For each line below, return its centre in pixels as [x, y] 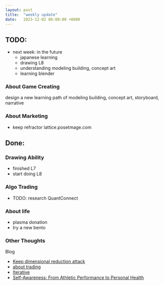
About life [18, 211]
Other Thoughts [25, 240]
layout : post [19, 10]
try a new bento [29, 228]
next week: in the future [37, 52]
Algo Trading [22, 187]
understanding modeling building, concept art [68, 68]
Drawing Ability [25, 157]
